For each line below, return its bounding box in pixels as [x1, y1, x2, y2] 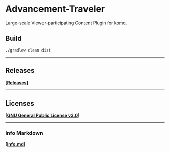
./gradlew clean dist [5, 47, 51, 53]
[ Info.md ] [5, 141, 26, 147]
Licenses [5, 99, 34, 108]
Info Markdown [5, 130, 44, 137]
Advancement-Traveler [5, 3, 105, 15]
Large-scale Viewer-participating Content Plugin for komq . [5, 20, 127, 26]
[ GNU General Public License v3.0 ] [5, 112, 80, 119]
